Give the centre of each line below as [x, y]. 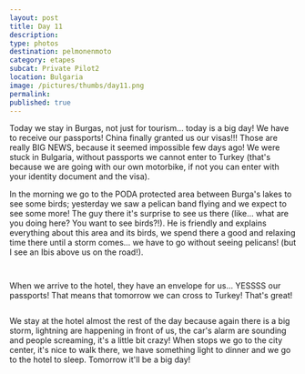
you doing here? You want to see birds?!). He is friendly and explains [138, 223]
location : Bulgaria [46, 77]
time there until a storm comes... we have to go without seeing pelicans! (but [153, 243]
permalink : [30, 94]
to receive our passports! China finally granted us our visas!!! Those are [143, 138]
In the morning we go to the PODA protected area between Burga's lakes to [151, 194]
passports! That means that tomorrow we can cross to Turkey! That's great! [151, 296]
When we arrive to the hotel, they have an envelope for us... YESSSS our [145, 286]
